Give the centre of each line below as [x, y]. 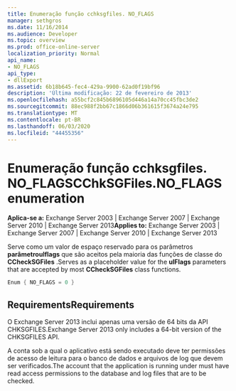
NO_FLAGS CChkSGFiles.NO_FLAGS [115, 183]
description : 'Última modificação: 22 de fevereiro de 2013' [100, 93]
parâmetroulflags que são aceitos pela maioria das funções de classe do [115, 255]
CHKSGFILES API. [33, 337]
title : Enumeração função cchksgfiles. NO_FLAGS [81, 14]
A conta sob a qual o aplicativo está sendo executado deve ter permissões [117, 350]
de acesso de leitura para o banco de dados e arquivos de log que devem [115, 358]
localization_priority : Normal [54, 54]
